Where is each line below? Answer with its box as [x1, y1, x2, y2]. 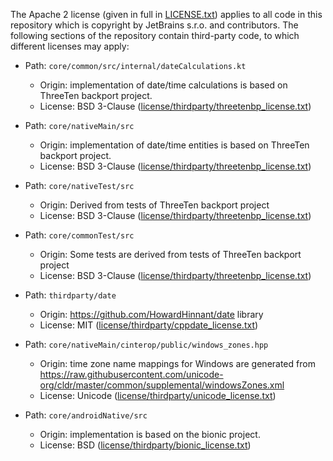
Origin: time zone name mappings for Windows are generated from [39, 358, 316, 369]
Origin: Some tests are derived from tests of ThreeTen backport [39, 249, 302, 260]
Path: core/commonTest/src [24, 229, 135, 241]
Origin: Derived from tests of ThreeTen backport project [39, 199, 270, 211]
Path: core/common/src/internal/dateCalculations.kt [24, 60, 247, 71]
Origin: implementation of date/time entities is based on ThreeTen [39, 139, 310, 151]
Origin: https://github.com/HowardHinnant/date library [39, 309, 264, 320]
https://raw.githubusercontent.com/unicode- [39, 369, 224, 380]
